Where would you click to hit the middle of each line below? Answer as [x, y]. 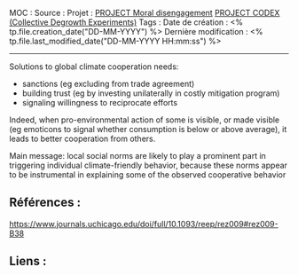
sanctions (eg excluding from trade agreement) [108, 84]
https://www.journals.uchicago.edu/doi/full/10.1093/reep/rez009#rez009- [144, 224]
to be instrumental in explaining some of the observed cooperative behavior [148, 175]
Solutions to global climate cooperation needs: [94, 67]
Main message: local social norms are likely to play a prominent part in [137, 156]
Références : [45, 203]
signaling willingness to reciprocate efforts [100, 102]
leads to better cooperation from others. [82, 138]
